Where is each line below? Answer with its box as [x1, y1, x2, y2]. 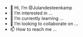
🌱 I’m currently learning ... [10, 15, 64, 21]
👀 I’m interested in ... [10, 10, 53, 16]
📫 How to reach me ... [10, 26, 57, 32]
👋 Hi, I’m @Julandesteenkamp [10, 5, 72, 10]
